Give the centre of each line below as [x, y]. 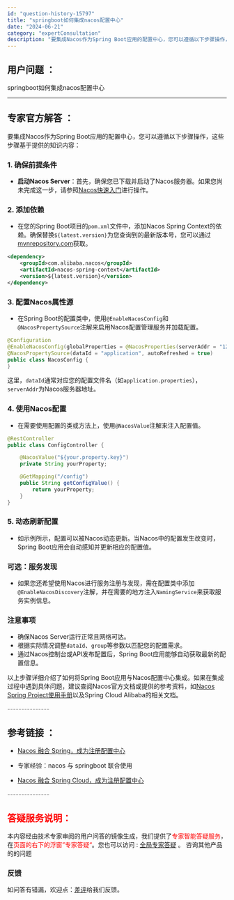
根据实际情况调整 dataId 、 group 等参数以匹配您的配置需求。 [102, 646]
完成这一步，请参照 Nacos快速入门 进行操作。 [87, 190]
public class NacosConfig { [48, 359]
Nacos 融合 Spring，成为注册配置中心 [71, 751]
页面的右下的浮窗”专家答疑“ [53, 845]
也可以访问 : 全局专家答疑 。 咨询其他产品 [163, 845]
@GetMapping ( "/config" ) [54, 477]
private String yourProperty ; [64, 464]
